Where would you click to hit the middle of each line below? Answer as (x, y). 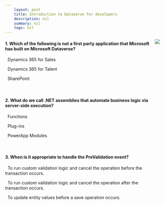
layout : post (27, 10)
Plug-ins (16, 126)
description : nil (32, 19)
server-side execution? (29, 105)
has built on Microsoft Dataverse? (40, 49)
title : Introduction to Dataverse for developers (66, 14)
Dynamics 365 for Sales (31, 60)
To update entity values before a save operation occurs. (64, 197)
